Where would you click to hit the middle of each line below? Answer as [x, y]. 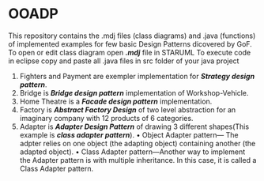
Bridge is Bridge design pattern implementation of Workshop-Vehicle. [134, 92]
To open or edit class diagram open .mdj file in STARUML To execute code [130, 52]
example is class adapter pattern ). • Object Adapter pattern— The [129, 134]
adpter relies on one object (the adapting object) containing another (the [138, 143]
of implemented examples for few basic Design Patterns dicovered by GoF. [130, 43]
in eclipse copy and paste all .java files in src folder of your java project [124, 61]
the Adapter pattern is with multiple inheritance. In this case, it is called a [138, 160]
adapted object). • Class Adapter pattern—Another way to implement [132, 152]
